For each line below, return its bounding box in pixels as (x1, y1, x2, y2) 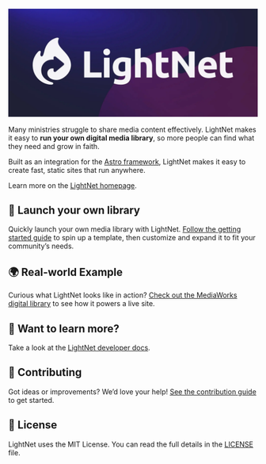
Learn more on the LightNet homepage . (8, 180, 137, 190)
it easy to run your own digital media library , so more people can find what (8, 132, 255, 143)
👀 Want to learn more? (8, 322, 120, 336)
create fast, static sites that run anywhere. (8, 165, 146, 174)
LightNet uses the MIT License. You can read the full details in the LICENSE (8, 439, 253, 449)
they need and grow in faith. (8, 141, 101, 151)
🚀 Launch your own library (8, 203, 141, 217)
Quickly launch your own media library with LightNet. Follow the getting (8, 224, 241, 234)
